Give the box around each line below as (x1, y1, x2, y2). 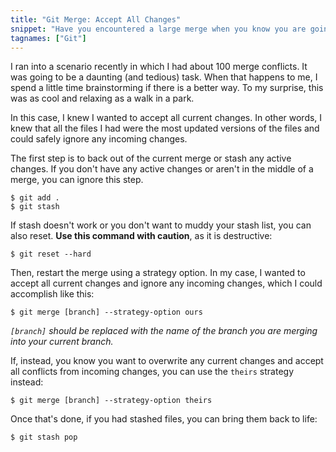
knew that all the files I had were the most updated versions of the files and (10, 122, 320, 135)
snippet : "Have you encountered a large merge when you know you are (10, 24, 307, 34)
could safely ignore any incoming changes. (10, 133, 188, 145)
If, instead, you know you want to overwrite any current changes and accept (10, 355, 324, 367)
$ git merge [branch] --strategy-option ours (10, 307, 203, 318)
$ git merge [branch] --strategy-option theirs (10, 396, 213, 406)
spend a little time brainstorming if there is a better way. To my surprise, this (10, 82, 324, 94)
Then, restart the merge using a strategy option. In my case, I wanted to (10, 267, 306, 279)
